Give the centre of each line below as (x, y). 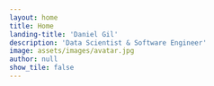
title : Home (31, 26)
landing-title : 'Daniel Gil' (64, 34)
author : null (34, 59)
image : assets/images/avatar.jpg (72, 51)
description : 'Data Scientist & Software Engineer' (108, 43)
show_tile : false (42, 68)
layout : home (34, 17)
